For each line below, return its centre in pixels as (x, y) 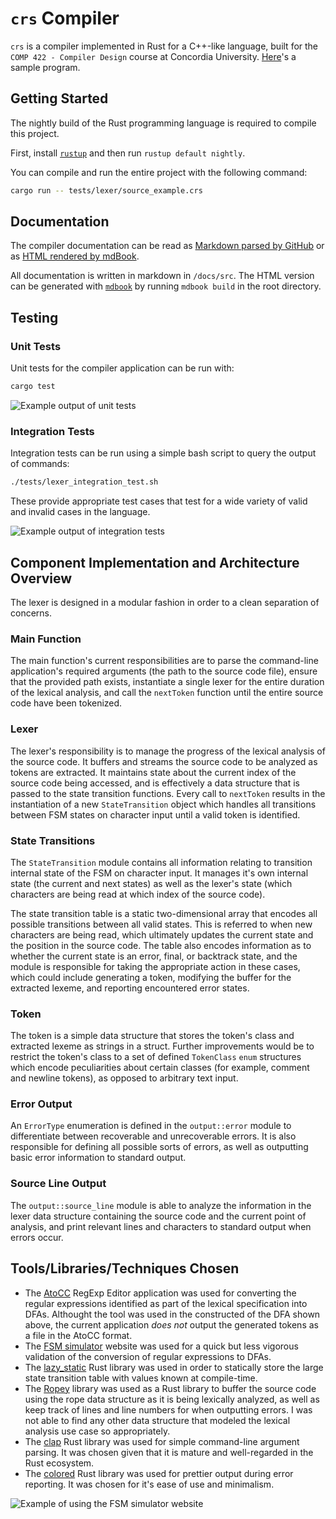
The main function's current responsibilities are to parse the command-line (164, 661)
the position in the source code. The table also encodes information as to (161, 945)
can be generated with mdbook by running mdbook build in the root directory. (166, 286)
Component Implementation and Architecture (155, 562)
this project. (35, 133)
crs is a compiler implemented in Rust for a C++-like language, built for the (164, 46)
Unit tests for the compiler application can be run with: (122, 368)
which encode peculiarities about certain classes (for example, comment (160, 1068)
